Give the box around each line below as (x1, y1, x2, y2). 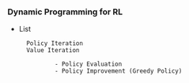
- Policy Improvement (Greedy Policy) (54, 67, 183, 75)
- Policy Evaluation (54, 60, 123, 69)
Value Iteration (26, 47, 80, 55)
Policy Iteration (26, 40, 84, 47)
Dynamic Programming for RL (7, 6, 123, 17)
